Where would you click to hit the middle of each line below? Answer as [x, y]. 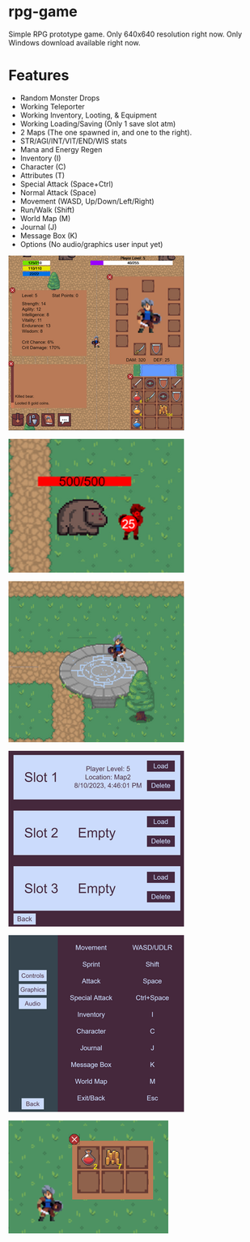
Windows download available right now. [74, 42]
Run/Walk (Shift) [47, 210]
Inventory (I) [40, 158]
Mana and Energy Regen [61, 149]
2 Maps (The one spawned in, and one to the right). [106, 132]
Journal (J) [38, 227]
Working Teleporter [52, 106]
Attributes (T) [42, 175]
